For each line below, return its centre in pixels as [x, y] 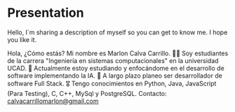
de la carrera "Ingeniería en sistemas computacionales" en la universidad [113, 60]
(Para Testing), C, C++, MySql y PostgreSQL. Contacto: [87, 93]
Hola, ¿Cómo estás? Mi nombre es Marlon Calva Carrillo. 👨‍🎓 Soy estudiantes [118, 53]
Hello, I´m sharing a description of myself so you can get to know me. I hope [117, 32]
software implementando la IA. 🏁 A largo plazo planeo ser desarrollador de [115, 76]
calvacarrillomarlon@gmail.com [53, 101]
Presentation [46, 13]
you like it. [22, 39]
